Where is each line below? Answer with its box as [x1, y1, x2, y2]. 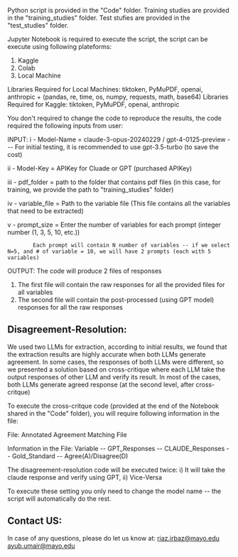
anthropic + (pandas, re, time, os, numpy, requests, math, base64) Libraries [7, 92, 229, 101]
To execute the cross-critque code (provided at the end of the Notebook [7, 401, 219, 410]
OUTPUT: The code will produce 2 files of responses [7, 266, 162, 275]
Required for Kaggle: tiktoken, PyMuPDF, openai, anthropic [7, 100, 180, 109]
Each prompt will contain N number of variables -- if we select [33, 242, 231, 249]
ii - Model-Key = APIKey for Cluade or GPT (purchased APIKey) [7, 164, 193, 173]
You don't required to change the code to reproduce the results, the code [7, 114, 222, 122]
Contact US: [7, 515, 63, 527]
